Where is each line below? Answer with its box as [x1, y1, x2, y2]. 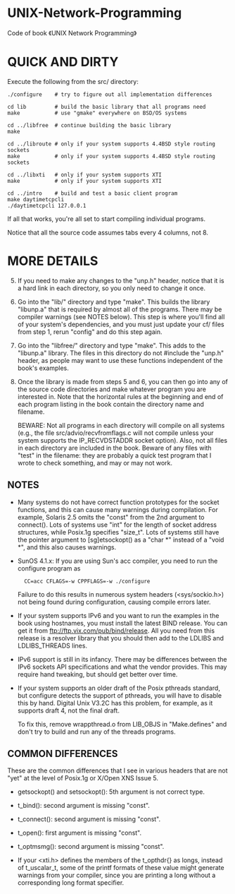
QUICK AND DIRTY [7, 54, 119, 70]
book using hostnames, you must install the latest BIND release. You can [17, 619, 227, 627]
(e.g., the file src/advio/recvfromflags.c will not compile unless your [17, 429, 214, 437]
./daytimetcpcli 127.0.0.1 [7, 202, 87, 209]
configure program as [17, 564, 81, 573]
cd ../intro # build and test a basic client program [7, 189, 178, 197]
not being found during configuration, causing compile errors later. [17, 597, 211, 606]
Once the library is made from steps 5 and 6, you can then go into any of [17, 377, 229, 386]
